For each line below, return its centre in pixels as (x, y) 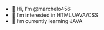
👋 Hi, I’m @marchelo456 (41, 9)
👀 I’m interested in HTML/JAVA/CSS (55, 15)
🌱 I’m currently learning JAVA (47, 21)
